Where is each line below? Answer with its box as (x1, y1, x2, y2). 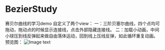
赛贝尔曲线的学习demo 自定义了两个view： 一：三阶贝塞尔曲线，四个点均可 (5, 20, 160, 26)
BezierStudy (5, 3, 58, 15)
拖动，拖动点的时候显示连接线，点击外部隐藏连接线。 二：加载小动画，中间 (5, 26, 160, 33)
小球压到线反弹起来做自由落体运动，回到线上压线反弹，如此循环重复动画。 (5, 33, 158, 39)
